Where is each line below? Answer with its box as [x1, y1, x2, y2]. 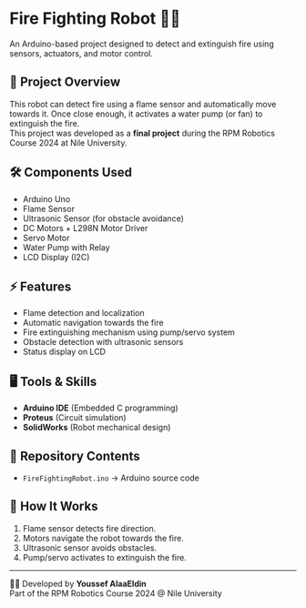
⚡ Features [9, 279, 72, 294]
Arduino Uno [22, 193, 71, 204]
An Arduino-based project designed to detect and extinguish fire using [9, 38, 275, 49]
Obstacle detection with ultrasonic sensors [22, 337, 184, 348]
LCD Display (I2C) [22, 251, 90, 262]
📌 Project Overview [9, 75, 121, 90]
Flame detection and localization [22, 308, 146, 319]
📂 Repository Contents [9, 448, 141, 463]
